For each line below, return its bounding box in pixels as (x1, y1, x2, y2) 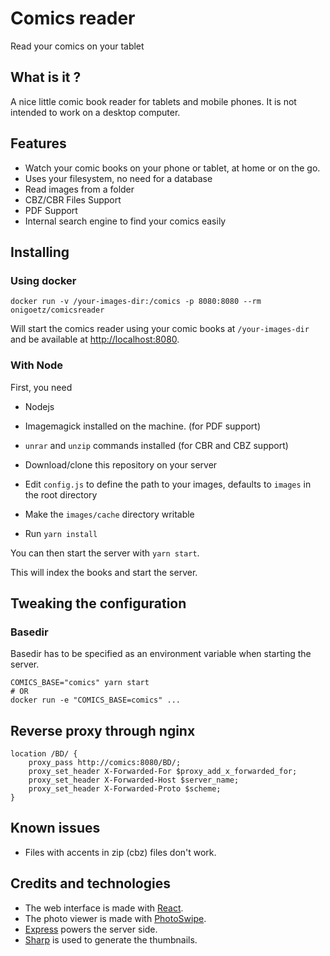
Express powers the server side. (24, 923, 158, 935)
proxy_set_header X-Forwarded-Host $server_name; (28, 775, 240, 786)
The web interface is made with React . (24, 902, 184, 914)
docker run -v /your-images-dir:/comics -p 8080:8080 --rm (10, 297, 262, 307)
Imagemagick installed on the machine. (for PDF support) (24, 420, 262, 432)
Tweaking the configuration (10, 595, 187, 612)
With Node (10, 358, 64, 372)
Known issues (10, 820, 101, 837)
